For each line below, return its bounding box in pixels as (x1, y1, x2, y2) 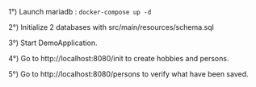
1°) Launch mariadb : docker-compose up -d (8, 7, 152, 16)
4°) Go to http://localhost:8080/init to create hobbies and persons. (8, 54, 229, 63)
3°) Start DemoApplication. (8, 38, 99, 48)
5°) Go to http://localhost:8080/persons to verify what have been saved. (8, 69, 249, 79)
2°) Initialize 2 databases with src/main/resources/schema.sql (8, 23, 214, 31)
